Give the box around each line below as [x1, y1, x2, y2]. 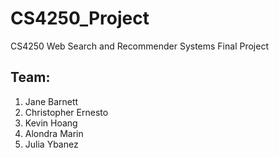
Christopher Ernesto [24, 106, 109, 118]
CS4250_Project [10, 7, 150, 30]
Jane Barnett [24, 95, 79, 107]
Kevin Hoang [24, 117, 78, 129]
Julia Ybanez [24, 138, 79, 150]
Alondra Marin [24, 127, 84, 139]
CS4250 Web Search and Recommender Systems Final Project [10, 40, 269, 52]
